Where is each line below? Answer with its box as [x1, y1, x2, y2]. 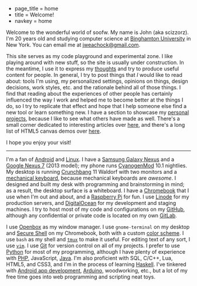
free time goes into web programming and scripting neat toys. [6, 273, 156, 280]
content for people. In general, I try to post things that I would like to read [6, 72, 183, 78]
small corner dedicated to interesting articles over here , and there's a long [6, 122, 185, 128]
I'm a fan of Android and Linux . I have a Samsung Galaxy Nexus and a [6, 156, 175, 163]
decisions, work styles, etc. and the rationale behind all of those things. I [6, 84, 181, 90]
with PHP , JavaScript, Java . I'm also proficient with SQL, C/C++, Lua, [6, 255, 173, 261]
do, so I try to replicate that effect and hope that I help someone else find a [6, 103, 187, 109]
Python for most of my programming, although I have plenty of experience [6, 248, 186, 255]
